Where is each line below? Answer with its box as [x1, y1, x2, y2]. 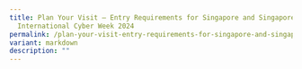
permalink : [9, 30, 50, 39]
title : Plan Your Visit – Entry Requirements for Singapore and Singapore [9, 13, 296, 22]
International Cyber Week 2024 [17, 22, 135, 30]
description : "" [9, 47, 70, 56]
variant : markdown [9, 38, 78, 47]
